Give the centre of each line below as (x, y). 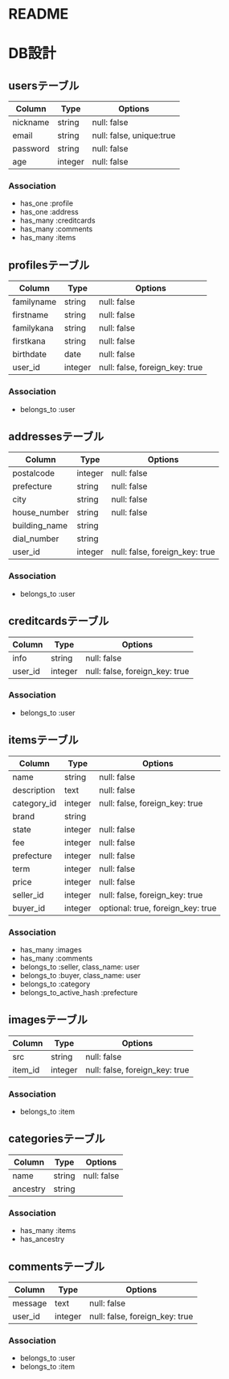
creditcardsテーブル (59, 621)
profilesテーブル (49, 265)
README (39, 14)
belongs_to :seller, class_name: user (80, 967)
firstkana (29, 341)
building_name (40, 526)
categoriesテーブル (57, 1139)
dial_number (36, 539)
